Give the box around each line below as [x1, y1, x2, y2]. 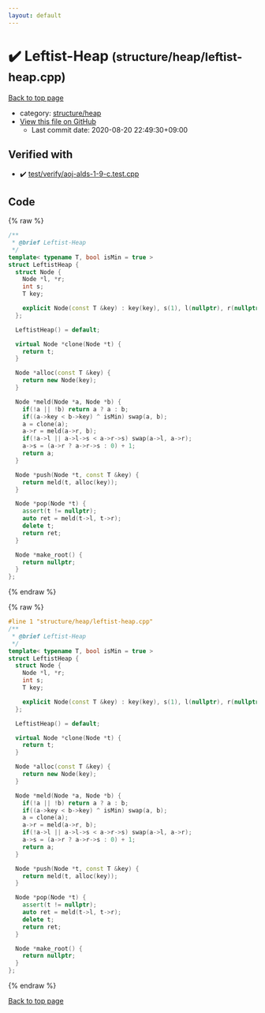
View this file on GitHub [19, 116, 97, 126]
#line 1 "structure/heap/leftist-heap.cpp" [8, 617, 154, 626]
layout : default [8, 11, 62, 20]
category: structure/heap [19, 108, 102, 118]
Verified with [8, 148, 73, 161]
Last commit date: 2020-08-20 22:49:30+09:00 [31, 125, 188, 134]
